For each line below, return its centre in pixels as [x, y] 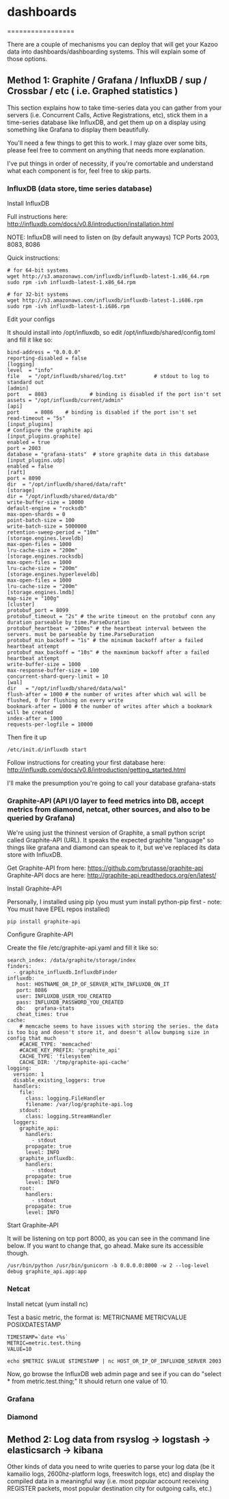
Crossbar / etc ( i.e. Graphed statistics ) [93, 91]
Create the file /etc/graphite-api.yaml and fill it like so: [83, 948]
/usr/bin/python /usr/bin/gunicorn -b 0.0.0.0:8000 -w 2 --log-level [108, 1266]
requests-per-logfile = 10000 [50, 724]
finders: [19, 967]
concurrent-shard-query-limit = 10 [58, 676]
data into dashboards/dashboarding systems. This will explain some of [107, 51]
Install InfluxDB [28, 204]
